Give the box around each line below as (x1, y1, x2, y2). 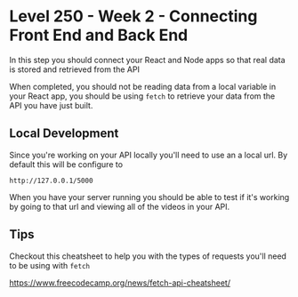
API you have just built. (9, 100, 93, 110)
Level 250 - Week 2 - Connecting (9, 6, 258, 27)
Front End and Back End (9, 25, 189, 45)
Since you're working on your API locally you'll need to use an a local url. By (9, 149, 288, 160)
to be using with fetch (9, 260, 91, 270)
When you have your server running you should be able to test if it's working (9, 191, 290, 202)
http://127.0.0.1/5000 (9, 176, 93, 185)
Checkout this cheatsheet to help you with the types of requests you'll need (9, 251, 287, 261)
